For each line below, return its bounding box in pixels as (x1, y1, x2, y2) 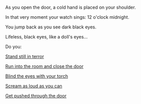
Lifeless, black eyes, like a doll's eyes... (5, 34, 88, 40)
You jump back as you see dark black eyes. (5, 24, 97, 30)
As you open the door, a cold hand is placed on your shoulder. (5, 5, 136, 10)
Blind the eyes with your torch (5, 73, 68, 79)
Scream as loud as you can (5, 83, 62, 89)
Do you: (5, 44, 22, 50)
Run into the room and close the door (5, 63, 84, 69)
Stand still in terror (5, 53, 44, 59)
